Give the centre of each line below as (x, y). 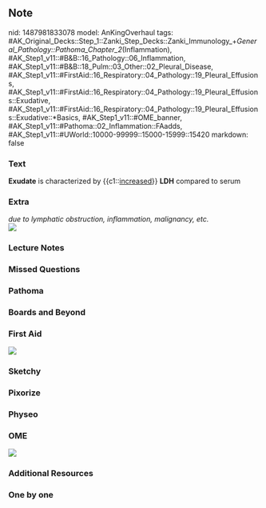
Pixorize (25, 393)
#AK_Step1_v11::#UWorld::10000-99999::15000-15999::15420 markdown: (129, 134)
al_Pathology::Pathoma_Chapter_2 (65, 49)
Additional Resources (51, 474)
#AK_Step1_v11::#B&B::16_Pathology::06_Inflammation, (97, 58)
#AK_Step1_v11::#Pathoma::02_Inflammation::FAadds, (95, 126)
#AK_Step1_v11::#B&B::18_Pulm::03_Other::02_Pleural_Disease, (111, 66)
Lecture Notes (36, 248)
